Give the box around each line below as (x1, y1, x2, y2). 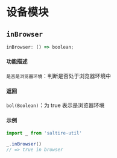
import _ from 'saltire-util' (6, 130, 83, 136)
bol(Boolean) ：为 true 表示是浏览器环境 (6, 102, 105, 109)
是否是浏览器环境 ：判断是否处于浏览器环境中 (6, 73, 112, 80)
